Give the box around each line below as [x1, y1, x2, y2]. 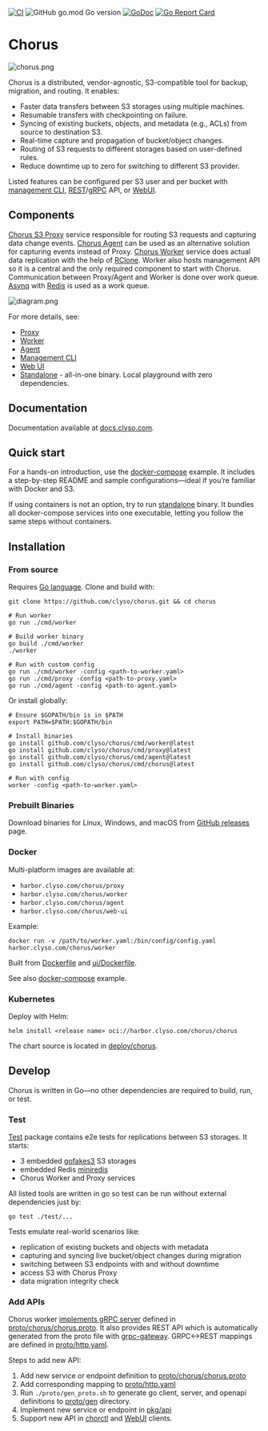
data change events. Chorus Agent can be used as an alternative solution [8, 238, 250, 247]
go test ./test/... [8, 1213, 74, 1221]
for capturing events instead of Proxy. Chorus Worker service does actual [8, 247, 250, 256]
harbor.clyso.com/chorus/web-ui [19, 907, 128, 915]
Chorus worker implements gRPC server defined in [8, 1314, 176, 1324]
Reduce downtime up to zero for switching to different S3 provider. [19, 161, 240, 171]
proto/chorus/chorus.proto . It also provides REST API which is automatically [8, 1323, 258, 1333]
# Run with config [8, 774, 70, 782]
